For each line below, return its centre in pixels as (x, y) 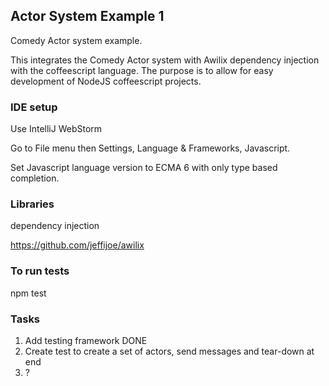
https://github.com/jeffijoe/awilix (77, 245)
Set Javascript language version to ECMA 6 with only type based (144, 168)
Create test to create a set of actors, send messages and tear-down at (169, 351)
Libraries (32, 204)
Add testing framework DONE (86, 340)
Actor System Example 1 (87, 16)
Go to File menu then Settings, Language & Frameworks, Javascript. (150, 148)
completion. (35, 178)
